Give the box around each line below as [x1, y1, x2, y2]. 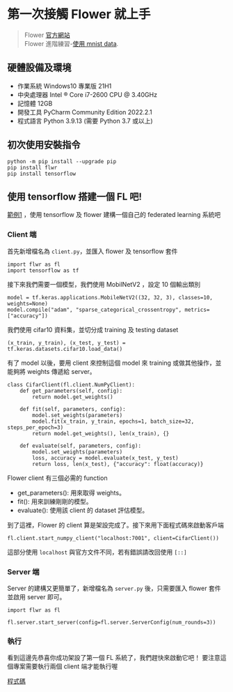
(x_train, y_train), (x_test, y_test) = [7, 339, 127, 346]
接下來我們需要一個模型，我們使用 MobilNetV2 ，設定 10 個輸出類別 [7, 280, 201, 288]
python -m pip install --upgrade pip [7, 158, 117, 165]
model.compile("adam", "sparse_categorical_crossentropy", [7, 306, 182, 313]
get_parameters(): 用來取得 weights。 [17, 488, 125, 497]
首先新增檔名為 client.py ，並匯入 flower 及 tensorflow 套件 [7, 247, 178, 255]
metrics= [184, 306, 210, 313]
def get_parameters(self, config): [19, 387, 123, 394]
